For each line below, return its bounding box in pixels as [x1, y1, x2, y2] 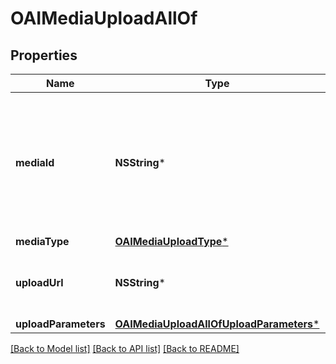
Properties [10, 47, 78, 64]
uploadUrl [15, 276, 64, 289]
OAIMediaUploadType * [114, 235, 229, 248]
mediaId [15, 156, 55, 169]
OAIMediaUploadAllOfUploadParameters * [114, 317, 320, 331]
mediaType [15, 235, 70, 248]
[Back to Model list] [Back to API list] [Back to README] [10, 343, 240, 354]
